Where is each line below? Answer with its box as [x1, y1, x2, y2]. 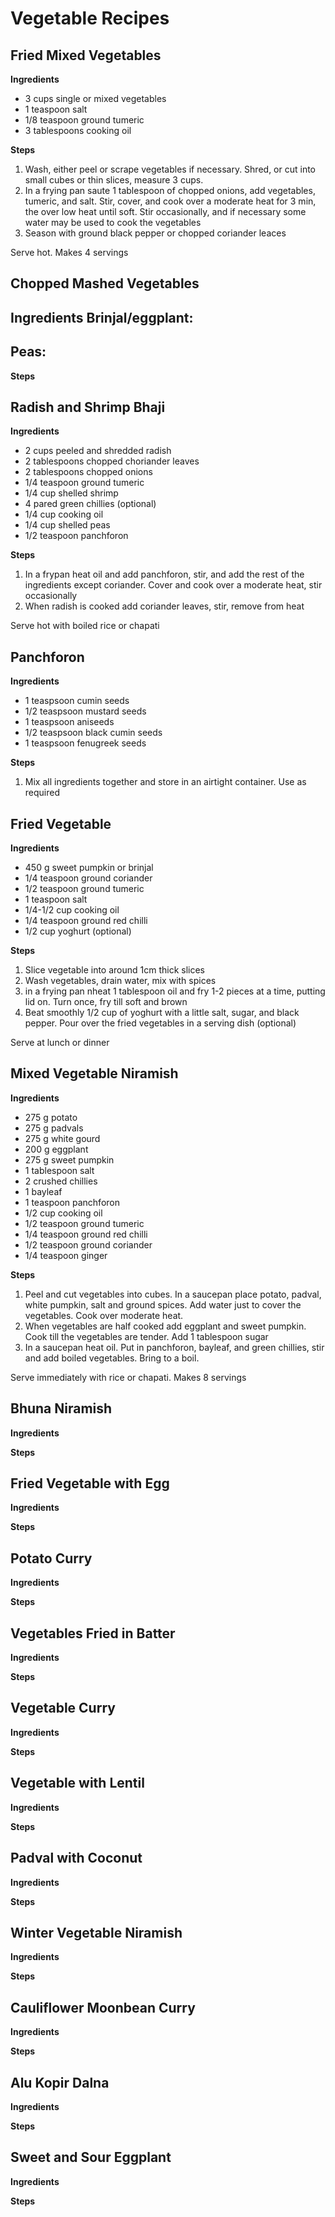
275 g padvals [24, 1122, 84, 1134]
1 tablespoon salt [24, 1164, 95, 1176]
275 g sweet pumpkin [24, 1153, 115, 1166]
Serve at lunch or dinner [10, 1037, 110, 1049]
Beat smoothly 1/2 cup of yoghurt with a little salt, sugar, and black [24, 1007, 300, 1019]
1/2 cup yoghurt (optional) [24, 925, 132, 937]
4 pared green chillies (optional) [24, 498, 157, 510]
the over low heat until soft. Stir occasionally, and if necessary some [24, 206, 307, 217]
